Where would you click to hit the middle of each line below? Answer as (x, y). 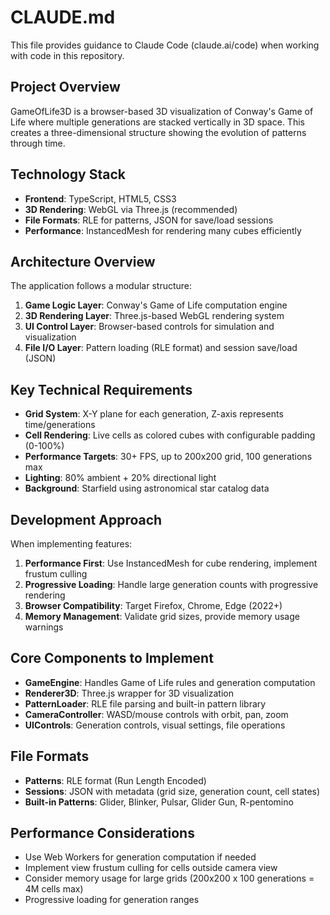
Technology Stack (68, 174)
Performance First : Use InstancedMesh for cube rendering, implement (171, 563)
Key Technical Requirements (101, 389)
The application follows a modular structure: (101, 286)
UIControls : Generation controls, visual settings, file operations (155, 725)
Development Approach (86, 519)
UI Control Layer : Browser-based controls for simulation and (149, 327)
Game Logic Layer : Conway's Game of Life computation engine (156, 305)
